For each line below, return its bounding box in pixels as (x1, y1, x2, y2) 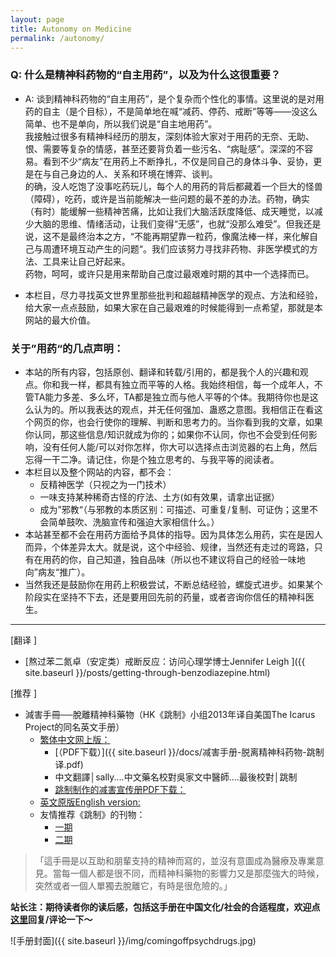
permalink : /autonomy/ (10, 33, 105, 43)
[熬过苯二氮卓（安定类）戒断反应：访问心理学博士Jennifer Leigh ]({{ (24, 655, 306, 667)
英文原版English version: (39, 796, 141, 808)
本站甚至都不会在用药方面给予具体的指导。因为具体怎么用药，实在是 (24, 528, 306, 540)
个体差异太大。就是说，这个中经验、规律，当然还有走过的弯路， (51, 541, 315, 553)
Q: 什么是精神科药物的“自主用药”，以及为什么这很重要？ (10, 68, 282, 82)
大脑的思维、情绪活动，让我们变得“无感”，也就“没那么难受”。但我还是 (33, 217, 322, 230)
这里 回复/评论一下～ (10, 913, 93, 925)
